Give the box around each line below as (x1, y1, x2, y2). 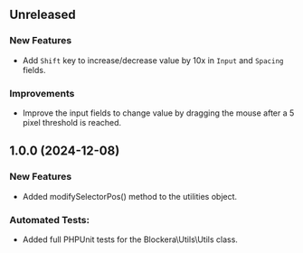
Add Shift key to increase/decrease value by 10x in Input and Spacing (22, 54, 284, 66)
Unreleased (9, 7, 77, 23)
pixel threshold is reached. (22, 117, 122, 127)
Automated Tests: (9, 213, 90, 226)
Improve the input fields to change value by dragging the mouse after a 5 (22, 108, 295, 118)
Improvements (9, 87, 75, 99)
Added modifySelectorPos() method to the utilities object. (22, 191, 238, 201)
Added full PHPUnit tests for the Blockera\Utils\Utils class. (22, 234, 238, 245)
